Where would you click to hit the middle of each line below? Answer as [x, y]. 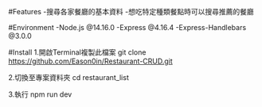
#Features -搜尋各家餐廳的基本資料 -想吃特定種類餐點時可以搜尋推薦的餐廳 [131, 11]
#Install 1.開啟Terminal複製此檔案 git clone [77, 52]
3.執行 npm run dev [40, 94]
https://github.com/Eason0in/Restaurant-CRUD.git [90, 61]
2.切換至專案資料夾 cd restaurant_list [68, 77]
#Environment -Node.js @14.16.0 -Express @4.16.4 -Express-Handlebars [127, 27]
